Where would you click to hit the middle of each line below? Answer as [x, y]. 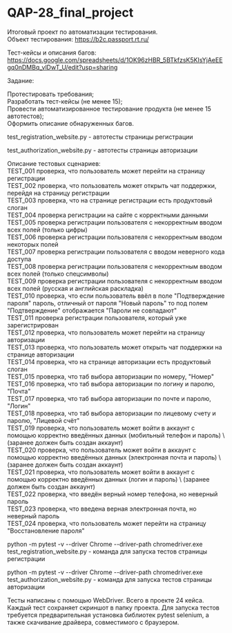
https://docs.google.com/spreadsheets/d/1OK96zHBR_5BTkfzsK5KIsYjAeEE [115, 59]
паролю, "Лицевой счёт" [43, 420]
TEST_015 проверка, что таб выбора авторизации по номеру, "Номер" [110, 376]
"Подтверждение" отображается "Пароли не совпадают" [92, 310]
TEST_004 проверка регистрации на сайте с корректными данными [108, 215]
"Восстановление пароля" [46, 531]
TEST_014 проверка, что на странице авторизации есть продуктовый [109, 361]
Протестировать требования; [51, 94]
